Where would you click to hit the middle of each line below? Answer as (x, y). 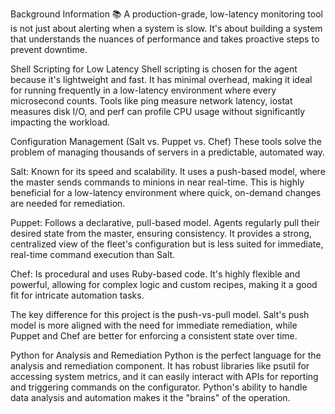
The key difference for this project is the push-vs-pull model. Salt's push (160, 314)
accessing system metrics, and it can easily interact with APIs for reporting (164, 376)
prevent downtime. (49, 49)
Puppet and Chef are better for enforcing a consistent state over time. (154, 336)
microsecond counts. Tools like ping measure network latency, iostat (151, 101)
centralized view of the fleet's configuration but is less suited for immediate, (167, 244)
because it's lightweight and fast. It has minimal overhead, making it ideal (161, 79)
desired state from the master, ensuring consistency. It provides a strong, (161, 233)
